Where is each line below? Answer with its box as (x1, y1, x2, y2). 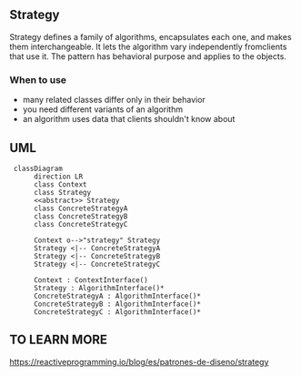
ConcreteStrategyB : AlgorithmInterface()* (33, 300, 202, 309)
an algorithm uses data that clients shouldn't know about (22, 114, 236, 125)
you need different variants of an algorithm (22, 104, 184, 115)
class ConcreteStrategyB (33, 211, 128, 221)
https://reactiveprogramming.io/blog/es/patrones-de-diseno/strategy (9, 356, 269, 367)
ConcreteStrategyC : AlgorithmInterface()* (33, 307, 202, 317)
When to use (9, 73, 66, 86)
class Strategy (33, 188, 92, 197)
